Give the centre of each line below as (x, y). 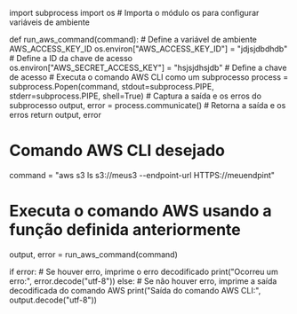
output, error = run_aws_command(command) (93, 254)
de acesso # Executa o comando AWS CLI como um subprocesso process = (149, 77)
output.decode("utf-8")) (53, 300)
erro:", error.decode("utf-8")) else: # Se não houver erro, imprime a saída (143, 281)
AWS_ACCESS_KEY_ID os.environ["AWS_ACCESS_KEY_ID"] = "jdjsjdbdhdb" (148, 49)
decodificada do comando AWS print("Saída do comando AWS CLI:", (135, 290)
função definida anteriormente (125, 230)
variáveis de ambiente (50, 22)
